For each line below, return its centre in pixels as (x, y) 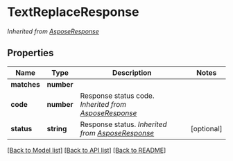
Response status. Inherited (123, 124)
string (57, 128)
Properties (31, 53)
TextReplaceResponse (73, 12)
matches (25, 84)
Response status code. (117, 96)
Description (132, 72)
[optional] (206, 128)
